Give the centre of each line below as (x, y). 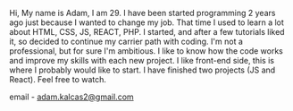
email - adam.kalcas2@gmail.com (71, 97)
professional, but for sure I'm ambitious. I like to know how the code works (146, 51)
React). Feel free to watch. (58, 79)
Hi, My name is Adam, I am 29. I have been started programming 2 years (142, 13)
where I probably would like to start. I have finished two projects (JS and (142, 70)
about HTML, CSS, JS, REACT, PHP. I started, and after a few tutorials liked (147, 32)
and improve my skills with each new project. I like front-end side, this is (142, 60)
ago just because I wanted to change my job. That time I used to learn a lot (146, 22)
